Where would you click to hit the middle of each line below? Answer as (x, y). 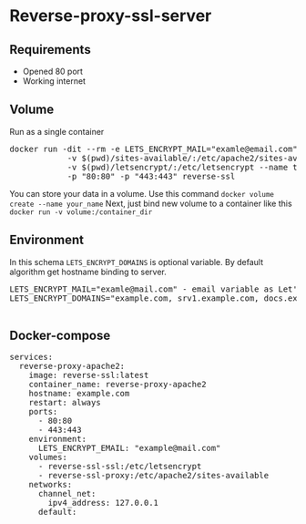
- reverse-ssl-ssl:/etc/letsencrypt (120, 467)
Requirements (50, 50)
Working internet (54, 81)
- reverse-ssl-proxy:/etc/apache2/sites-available (153, 476)
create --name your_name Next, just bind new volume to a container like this (151, 203)
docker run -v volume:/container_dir (81, 212)
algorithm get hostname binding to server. (88, 272)
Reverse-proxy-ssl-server (111, 16)
